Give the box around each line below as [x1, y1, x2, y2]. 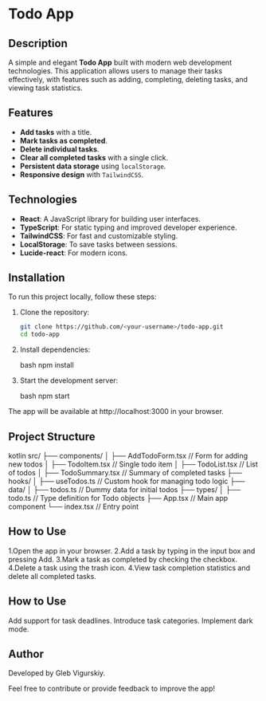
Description [8, 37, 68, 50]
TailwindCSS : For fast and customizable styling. [19, 230, 178, 240]
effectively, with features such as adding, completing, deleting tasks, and [8, 75, 248, 84]
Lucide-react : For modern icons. [19, 248, 128, 258]
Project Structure [8, 430, 96, 443]
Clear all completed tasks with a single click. [19, 152, 169, 162]
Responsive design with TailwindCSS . [19, 169, 144, 179]
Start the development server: [19, 376, 119, 385]
